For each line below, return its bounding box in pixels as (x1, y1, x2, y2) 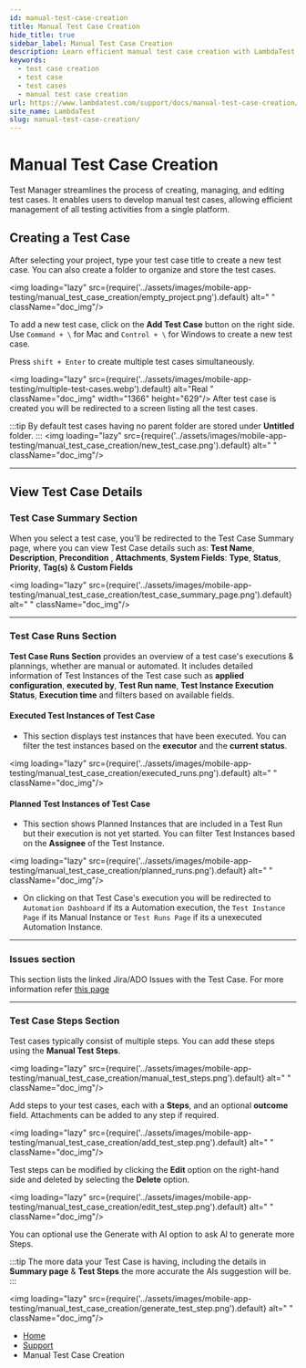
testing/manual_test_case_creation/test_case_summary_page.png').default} (9, 589, 293, 600)
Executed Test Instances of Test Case (9, 710, 156, 721)
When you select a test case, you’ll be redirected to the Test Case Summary (9, 533, 294, 544)
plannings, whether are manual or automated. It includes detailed (9, 660, 253, 671)
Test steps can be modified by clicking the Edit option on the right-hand (9, 1164, 280, 1175)
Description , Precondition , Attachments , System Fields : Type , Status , (9, 552, 281, 563)
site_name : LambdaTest (9, 107, 96, 116)
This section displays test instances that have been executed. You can (22, 731, 287, 741)
